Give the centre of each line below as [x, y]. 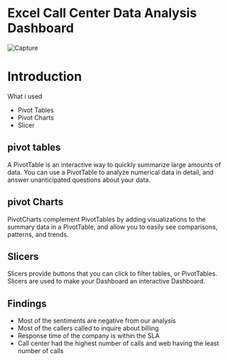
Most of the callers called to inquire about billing [88, 328]
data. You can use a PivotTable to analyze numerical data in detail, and [111, 172]
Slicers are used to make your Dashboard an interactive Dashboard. [107, 281]
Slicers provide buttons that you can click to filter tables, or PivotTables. [113, 274]
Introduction [45, 77]
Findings [27, 303]
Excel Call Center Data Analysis [102, 13]
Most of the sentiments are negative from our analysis [97, 320]
